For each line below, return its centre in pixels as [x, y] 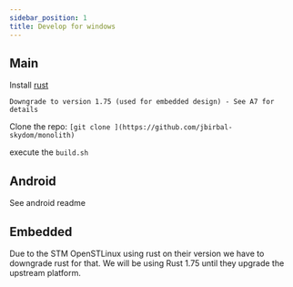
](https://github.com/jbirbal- [173, 128]
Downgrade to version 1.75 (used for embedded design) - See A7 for [142, 102]
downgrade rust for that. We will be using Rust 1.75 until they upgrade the [147, 263]
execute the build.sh [49, 152]
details [24, 110]
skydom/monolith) [42, 136]
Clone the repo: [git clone [60, 127]
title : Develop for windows [63, 26]
